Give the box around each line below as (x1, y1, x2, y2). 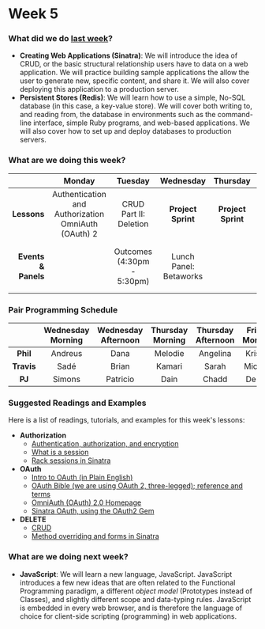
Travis (12, 361, 36, 372)
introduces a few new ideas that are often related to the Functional (19, 578, 236, 587)
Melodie (154, 348, 185, 359)
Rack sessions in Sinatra (31, 456, 111, 465)
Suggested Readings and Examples (8, 397, 147, 408)
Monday (63, 175, 95, 186)
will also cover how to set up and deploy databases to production (19, 127, 232, 136)
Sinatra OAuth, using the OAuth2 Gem (31, 506, 155, 516)
